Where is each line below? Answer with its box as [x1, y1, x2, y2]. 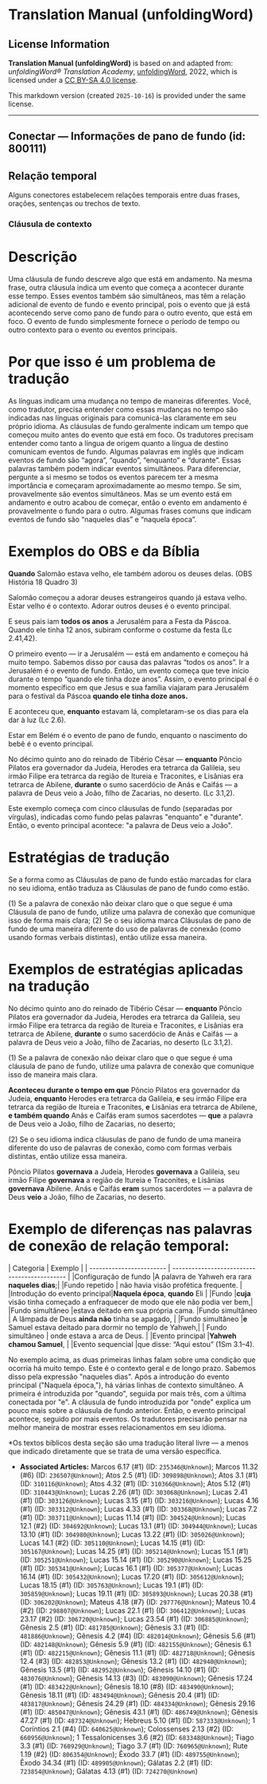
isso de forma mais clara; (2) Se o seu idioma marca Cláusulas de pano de [8, 915, 252, 925]
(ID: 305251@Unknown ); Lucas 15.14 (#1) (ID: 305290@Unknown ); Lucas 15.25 [19, 1555, 253, 1564]
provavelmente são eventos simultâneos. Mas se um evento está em [8, 490, 232, 498]
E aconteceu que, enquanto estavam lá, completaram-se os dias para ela [8, 706, 249, 716]
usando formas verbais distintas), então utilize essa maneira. [8, 932, 207, 942]
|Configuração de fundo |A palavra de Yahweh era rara [72, 1271, 252, 1281]
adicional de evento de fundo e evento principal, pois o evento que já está [8, 300, 250, 310]
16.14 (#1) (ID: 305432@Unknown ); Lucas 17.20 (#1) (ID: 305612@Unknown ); [19, 1571, 245, 1581]
